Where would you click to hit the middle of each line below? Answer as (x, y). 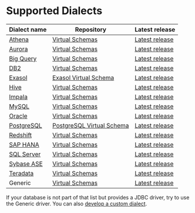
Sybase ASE (26, 164)
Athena (19, 39)
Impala (19, 96)
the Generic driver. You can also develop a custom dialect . (77, 204)
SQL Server (25, 154)
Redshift (21, 135)
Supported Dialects (54, 11)
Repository (91, 29)
